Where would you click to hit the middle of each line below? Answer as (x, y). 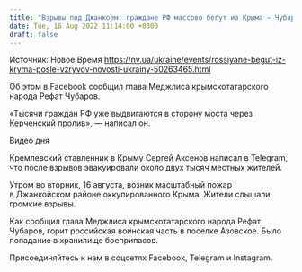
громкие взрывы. (43, 204)
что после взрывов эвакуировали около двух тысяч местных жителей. (146, 168)
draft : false (34, 34)
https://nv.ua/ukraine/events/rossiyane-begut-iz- (195, 60)
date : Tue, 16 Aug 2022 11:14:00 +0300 (84, 26)
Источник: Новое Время (56, 60)
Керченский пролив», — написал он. (80, 123)
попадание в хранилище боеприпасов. (84, 241)
